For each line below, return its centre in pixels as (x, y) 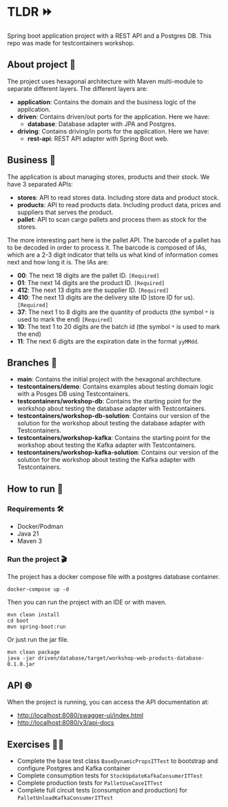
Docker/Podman (40, 527)
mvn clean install (33, 615)
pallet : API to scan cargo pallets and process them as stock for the (112, 219)
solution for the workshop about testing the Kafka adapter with (106, 460)
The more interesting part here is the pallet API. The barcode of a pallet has (114, 240)
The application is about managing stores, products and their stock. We (108, 177)
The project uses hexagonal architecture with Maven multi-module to (105, 81)
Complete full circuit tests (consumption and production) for (102, 790)
